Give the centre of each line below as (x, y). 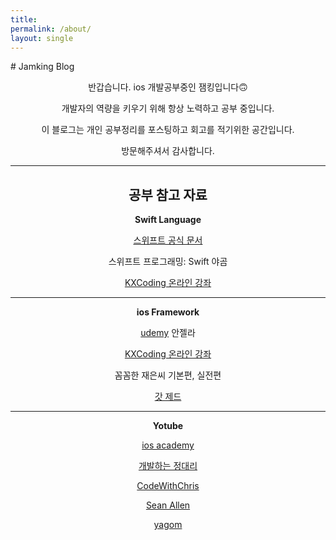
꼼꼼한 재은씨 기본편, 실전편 (168, 375)
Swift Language (168, 220)
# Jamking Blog (42, 67)
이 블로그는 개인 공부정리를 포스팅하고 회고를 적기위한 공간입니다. (168, 130)
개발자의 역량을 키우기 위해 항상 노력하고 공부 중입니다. (168, 108)
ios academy (168, 445)
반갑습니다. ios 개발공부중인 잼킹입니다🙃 (168, 87)
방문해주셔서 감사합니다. (168, 151)
